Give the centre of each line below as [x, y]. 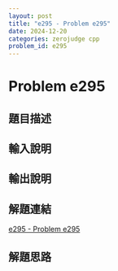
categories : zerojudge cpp [54, 39]
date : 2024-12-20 [38, 31]
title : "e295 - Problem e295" [60, 24]
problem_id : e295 [38, 46]
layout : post [31, 16]
